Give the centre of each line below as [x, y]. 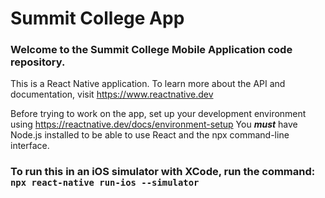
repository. [38, 62]
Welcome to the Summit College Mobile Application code [151, 50]
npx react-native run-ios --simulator [105, 183]
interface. [30, 146]
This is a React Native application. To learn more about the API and [148, 84]
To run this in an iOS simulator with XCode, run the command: [163, 172]
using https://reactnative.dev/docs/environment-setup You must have [154, 124]
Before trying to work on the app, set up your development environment [158, 114]
